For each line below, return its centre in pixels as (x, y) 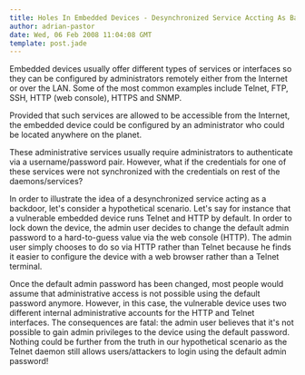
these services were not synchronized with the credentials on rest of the (145, 172)
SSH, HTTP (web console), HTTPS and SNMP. (96, 98)
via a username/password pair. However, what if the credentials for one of (148, 162)
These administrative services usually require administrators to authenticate (151, 153)
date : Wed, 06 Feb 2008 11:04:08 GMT (81, 35)
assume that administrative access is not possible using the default (135, 294)
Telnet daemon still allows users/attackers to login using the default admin (148, 351)
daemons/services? (46, 182)
